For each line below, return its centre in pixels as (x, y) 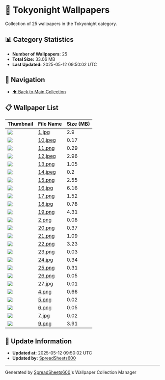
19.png (46, 212)
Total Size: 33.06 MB (34, 59)
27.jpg (45, 284)
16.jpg (45, 188)
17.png (46, 196)
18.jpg (45, 204)
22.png (46, 244)
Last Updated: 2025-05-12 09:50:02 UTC (55, 64)
